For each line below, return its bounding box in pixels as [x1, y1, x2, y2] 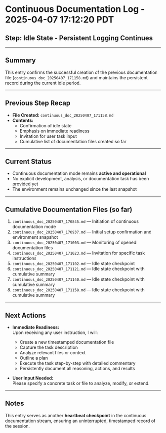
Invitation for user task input [19, 133, 77, 139]
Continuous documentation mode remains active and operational [12, 170, 146, 176]
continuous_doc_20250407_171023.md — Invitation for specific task [12, 250, 145, 256]
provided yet [12, 181, 39, 187]
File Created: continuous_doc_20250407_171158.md [12, 112, 114, 118]
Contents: [12, 117, 34, 123]
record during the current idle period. [5, 80, 81, 86]
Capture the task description [19, 344, 78, 350]
